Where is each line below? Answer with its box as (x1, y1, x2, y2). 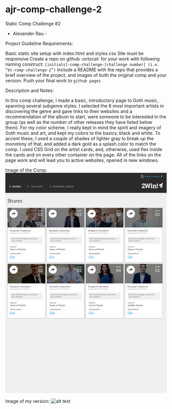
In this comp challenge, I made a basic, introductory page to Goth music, (5, 97, 159, 103)
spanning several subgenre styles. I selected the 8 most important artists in (5, 102, 164, 109)
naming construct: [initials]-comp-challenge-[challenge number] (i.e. (5, 61, 160, 67)
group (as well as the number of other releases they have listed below (5, 119, 153, 125)
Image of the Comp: (5, 167, 48, 173)
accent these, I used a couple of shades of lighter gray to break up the (5, 135, 154, 141)
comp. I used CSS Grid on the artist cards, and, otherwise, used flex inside (5, 146, 163, 152)
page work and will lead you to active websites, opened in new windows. (5, 157, 159, 163)
